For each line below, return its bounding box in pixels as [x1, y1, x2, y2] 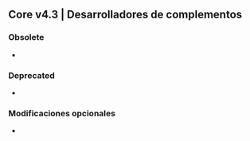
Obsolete [8, 32, 45, 43]
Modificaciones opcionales [8, 108, 115, 119]
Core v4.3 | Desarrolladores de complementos [8, 8, 243, 22]
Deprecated [8, 69, 56, 80]
